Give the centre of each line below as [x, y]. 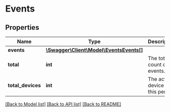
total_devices [25, 85]
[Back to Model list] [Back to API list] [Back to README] [63, 104]
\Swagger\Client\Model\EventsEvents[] [94, 50]
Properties [22, 27]
